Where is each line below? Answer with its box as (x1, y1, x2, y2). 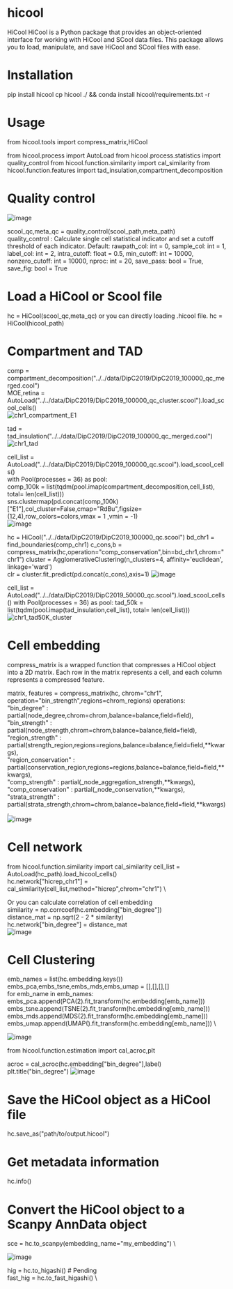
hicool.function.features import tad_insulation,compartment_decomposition (7, 166, 223, 174)
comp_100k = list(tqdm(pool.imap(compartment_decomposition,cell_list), (7, 482, 216, 491)
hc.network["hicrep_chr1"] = (7, 877, 88, 885)
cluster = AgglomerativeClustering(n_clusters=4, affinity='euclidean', (25, 555, 223, 563)
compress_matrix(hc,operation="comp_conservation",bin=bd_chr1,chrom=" (7, 547, 225, 556)
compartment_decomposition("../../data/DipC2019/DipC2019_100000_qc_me (7, 374, 225, 382)
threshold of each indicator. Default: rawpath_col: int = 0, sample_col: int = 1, (7, 242, 227, 250)
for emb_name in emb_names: (7, 990, 94, 998)
